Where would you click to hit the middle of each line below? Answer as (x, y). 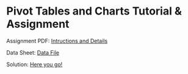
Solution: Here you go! (34, 64)
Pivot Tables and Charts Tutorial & (94, 11)
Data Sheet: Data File (33, 52)
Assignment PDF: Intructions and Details (57, 41)
